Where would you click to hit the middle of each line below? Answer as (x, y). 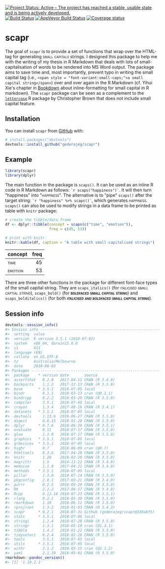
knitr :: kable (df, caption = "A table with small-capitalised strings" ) (80, 242)
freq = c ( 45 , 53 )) (68, 229)
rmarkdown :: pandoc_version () (35, 557)
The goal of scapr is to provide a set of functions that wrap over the (73, 51)
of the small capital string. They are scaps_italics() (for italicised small (77, 288)
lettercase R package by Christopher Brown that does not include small (78, 98)
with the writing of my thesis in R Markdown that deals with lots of (72, 62)
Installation (23, 119)
